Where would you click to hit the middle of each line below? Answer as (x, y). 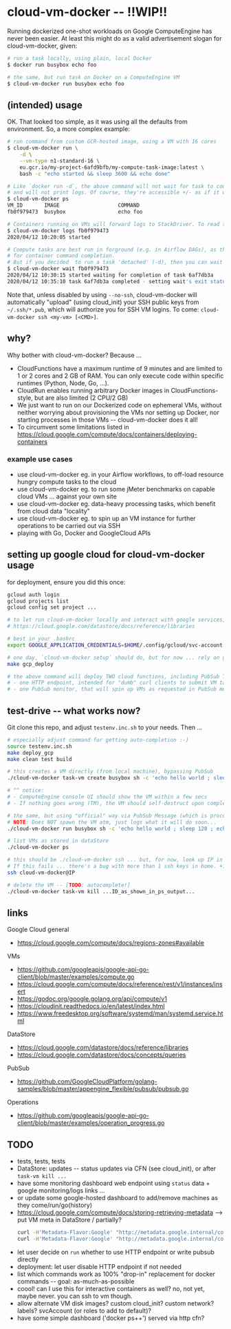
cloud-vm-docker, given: (42, 45)
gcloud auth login (33, 595)
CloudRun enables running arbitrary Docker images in (93, 390)
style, (25, 398)
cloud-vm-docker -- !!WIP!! (87, 12)
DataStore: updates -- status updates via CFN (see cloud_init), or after (117, 1168)
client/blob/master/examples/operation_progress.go (91, 1123)
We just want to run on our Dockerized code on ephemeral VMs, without (119, 405)
